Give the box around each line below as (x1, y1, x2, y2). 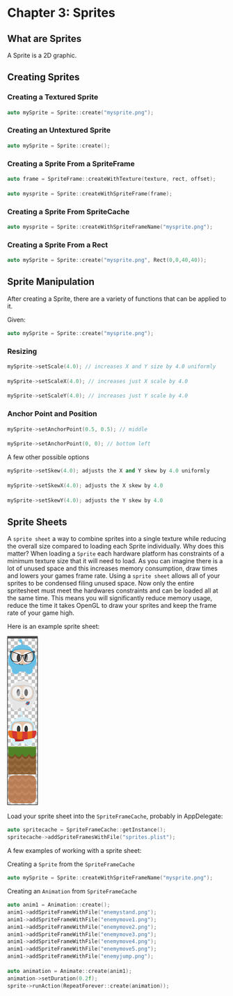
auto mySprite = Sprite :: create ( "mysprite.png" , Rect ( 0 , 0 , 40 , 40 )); (7, 257, 207, 264)
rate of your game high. (7, 609, 75, 617)
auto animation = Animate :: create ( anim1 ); (7, 967, 132, 974)
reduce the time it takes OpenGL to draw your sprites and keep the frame (7, 602, 217, 610)
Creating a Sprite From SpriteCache (7, 207, 130, 216)
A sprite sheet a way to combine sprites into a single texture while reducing (7, 535, 227, 543)
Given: (7, 315, 26, 324)
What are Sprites (7, 33, 82, 45)
